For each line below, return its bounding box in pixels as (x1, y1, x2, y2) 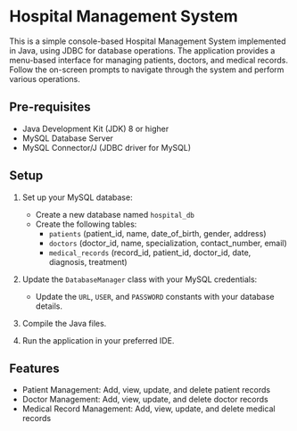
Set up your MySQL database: (21, 192, 133, 203)
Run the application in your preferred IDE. (21, 335, 175, 345)
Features (9, 361, 60, 376)
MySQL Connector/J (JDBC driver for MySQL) (21, 142, 192, 153)
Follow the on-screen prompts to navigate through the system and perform (9, 64, 285, 75)
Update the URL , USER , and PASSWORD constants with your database (35, 291, 275, 302)
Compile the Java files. (21, 318, 107, 328)
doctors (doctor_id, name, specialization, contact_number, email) (48, 237, 287, 248)
